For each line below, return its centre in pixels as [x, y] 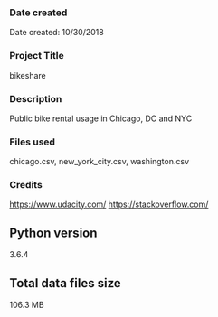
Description [36, 98]
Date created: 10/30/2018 [57, 33]
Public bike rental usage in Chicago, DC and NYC [101, 118]
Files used [33, 142]
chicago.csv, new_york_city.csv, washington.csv [100, 162]
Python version [53, 233]
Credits [26, 185]
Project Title [37, 56]
